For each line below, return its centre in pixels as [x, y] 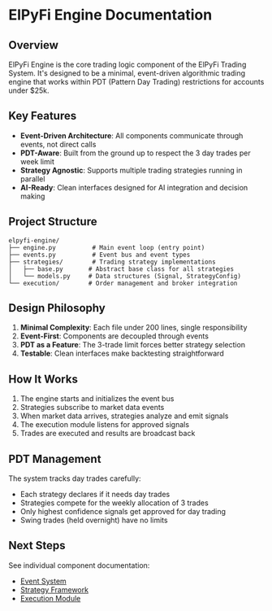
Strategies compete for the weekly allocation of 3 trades [114, 503]
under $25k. [29, 90]
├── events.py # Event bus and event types [99, 255]
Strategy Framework [54, 589]
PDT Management [55, 458]
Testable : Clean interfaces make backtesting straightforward [122, 354]
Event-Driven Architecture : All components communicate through [132, 135]
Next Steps [37, 546]
